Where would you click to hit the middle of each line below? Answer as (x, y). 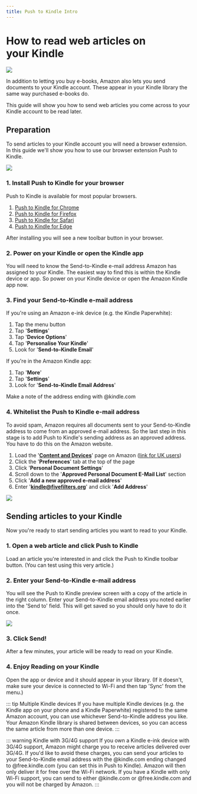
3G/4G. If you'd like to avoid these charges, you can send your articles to (95, 753)
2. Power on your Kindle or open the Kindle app (75, 253)
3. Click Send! (27, 638)
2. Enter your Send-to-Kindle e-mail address (71, 580)
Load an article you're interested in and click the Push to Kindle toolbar (92, 559)
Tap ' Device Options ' (41, 337)
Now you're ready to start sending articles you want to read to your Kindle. (97, 531)
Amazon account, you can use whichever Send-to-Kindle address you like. (97, 716)
